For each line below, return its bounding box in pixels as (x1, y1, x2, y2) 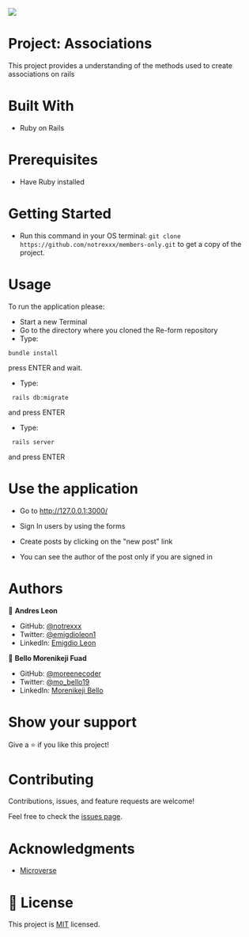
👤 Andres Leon (8, 605, 58, 615)
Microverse (19, 866, 57, 875)
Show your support (8, 713, 137, 731)
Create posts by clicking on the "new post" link (19, 537, 173, 546)
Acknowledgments (8, 840, 136, 858)
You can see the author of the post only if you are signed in (19, 552, 213, 561)
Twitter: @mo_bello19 (19, 677, 90, 686)
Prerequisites (8, 151, 99, 169)
